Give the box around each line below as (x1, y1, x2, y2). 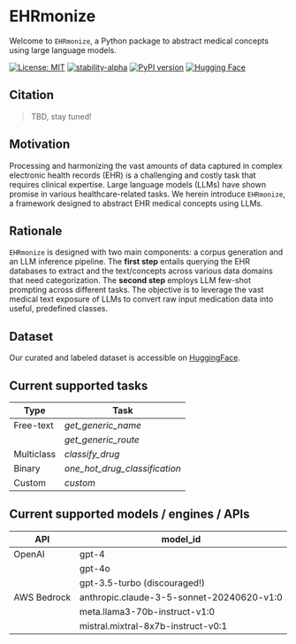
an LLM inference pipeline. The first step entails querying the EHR (9, 257, 250, 267)
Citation (9, 88, 55, 103)
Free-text (13, 419, 55, 431)
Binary (13, 463, 42, 474)
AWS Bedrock (13, 591, 72, 603)
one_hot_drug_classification (65, 463, 181, 474)
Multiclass (13, 448, 57, 460)
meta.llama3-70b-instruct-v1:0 (79, 605, 215, 617)
